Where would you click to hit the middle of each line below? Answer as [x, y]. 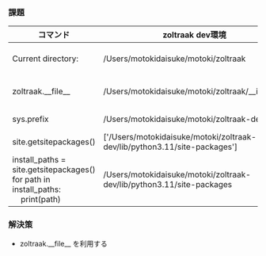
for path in [31, 180]
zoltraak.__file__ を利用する [64, 243]
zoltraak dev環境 [194, 35]
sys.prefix [30, 119]
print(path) [41, 200]
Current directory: [46, 59]
